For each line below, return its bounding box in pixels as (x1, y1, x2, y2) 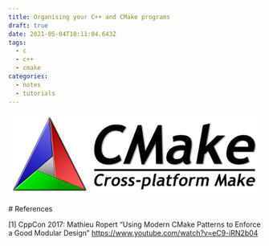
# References (8, 204, 53, 214)
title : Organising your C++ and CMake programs (8, 13, 171, 21)
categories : (8, 72, 48, 80)
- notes (15, 80, 42, 88)
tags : (8, 39, 26, 47)
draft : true (8, 21, 48, 30)
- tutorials (15, 89, 56, 97)
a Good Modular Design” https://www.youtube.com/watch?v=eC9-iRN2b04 (8, 228, 259, 238)
